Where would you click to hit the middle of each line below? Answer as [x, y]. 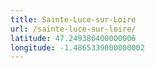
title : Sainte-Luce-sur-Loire [73, 19]
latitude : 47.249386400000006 [73, 38]
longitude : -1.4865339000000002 [77, 47]
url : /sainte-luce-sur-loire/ [73, 29]
